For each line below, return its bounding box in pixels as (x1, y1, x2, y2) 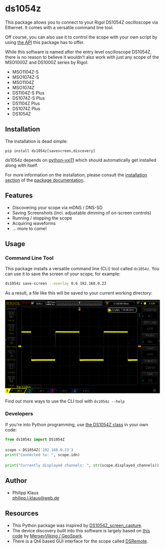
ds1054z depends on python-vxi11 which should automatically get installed (5, 157, 156, 163)
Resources (5, 509, 39, 518)
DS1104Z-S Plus (12, 90, 45, 96)
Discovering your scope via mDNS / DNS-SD (12, 204, 103, 210)
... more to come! (12, 225, 47, 231)
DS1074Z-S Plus (12, 95, 45, 101)
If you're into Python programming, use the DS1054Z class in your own (5, 421, 148, 427)
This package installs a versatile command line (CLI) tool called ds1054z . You (5, 266, 160, 272)
